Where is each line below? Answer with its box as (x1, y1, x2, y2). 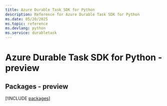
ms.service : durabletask (5, 30, 57, 35)
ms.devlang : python (5, 26, 46, 31)
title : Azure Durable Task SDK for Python (5, 7, 95, 12)
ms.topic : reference (5, 21, 48, 26)
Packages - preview (5, 82, 68, 91)
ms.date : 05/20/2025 (5, 16, 48, 21)
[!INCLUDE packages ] (5, 96, 50, 101)
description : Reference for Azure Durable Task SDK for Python (5, 12, 140, 17)
